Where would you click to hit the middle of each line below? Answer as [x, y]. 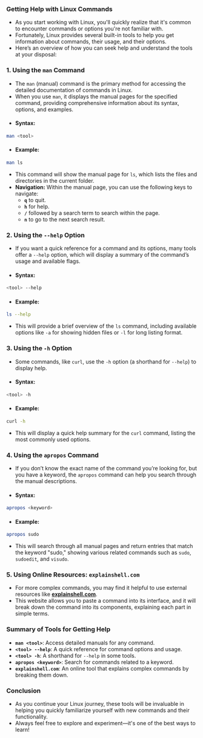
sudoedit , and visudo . [42, 559]
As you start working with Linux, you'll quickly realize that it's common [103, 22]
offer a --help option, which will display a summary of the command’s [102, 255]
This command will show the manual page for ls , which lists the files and [106, 174]
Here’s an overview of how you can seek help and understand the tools [104, 48]
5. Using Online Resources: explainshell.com [73, 575]
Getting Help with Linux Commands [60, 9]
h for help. [37, 206]
